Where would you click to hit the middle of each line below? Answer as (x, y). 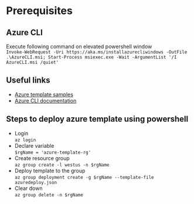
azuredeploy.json (36, 182)
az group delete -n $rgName (49, 195)
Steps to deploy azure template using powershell (97, 119)
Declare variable (34, 145)
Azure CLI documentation (45, 100)
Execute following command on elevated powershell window (79, 46)
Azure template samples (44, 94)
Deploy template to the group (50, 171)
